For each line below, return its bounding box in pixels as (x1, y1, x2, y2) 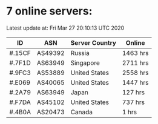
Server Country (70, 38, 117, 47)
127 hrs (122, 88, 145, 96)
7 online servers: (6, 4, 93, 18)
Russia (70, 48, 90, 57)
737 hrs (122, 98, 145, 106)
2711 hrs (122, 59, 149, 67)
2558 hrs (122, 68, 149, 77)
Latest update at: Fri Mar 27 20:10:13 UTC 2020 (6, 24, 125, 31)
